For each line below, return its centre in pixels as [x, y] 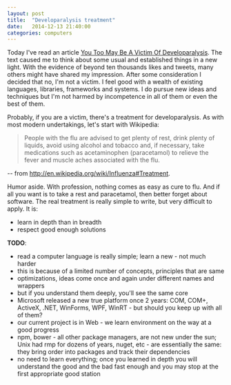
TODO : [17, 243]
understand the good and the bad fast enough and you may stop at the [118, 366]
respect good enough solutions [61, 229]
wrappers [31, 286]
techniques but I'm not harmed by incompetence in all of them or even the [112, 97]
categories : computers [40, 33]
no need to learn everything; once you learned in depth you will [107, 359]
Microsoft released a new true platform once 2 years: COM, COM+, [112, 301]
